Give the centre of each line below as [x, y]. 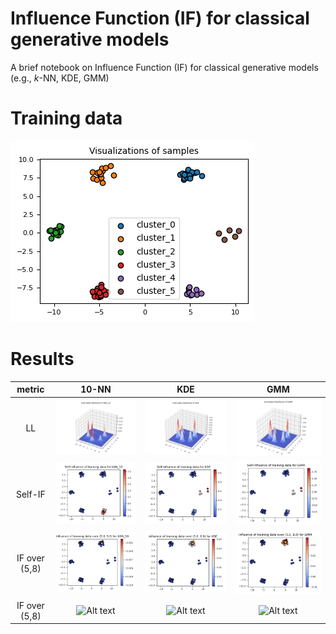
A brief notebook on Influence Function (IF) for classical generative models [164, 67]
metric [30, 389]
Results [42, 359]
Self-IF [30, 494]
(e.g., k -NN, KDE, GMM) [60, 78]
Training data [66, 118]
